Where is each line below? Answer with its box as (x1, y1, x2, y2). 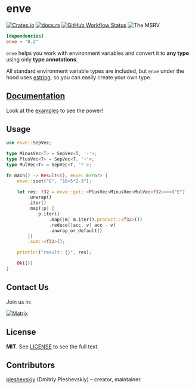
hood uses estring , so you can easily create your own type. (6, 73, 152, 81)
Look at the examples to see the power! (6, 107, 103, 114)
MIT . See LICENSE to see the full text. (6, 342, 100, 350)
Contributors (6, 360, 55, 370)
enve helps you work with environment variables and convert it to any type (6, 50, 189, 57)
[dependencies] (6, 33, 44, 39)
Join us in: (6, 298, 32, 305)
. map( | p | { (27, 205, 55, 212)
